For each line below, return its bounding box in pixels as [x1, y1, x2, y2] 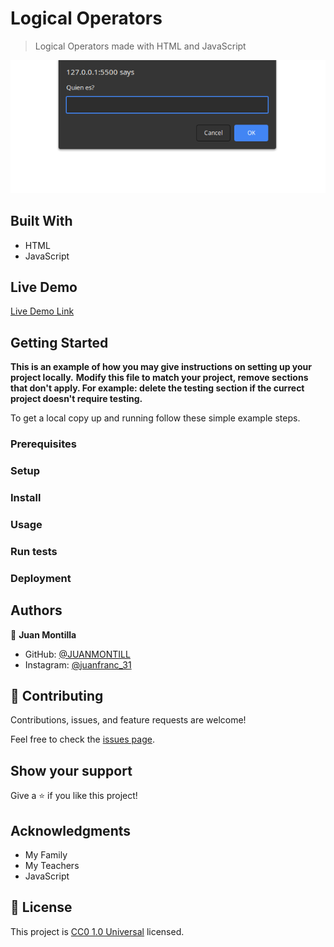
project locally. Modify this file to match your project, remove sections [10, 372, 309, 384]
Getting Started [10, 334, 109, 351]
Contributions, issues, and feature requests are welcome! [10, 714, 247, 726]
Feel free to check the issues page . [10, 733, 155, 746]
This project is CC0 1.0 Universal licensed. [10, 925, 185, 937]
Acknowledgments [10, 822, 132, 839]
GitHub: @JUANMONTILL [24, 648, 131, 660]
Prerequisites [10, 437, 77, 451]
